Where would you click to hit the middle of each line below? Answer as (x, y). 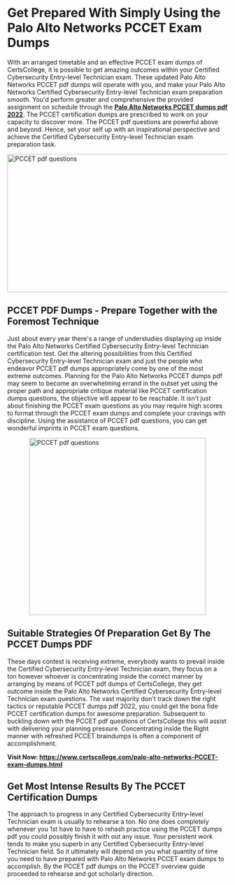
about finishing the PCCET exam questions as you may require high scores (115, 406)
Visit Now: (23, 757)
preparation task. (32, 144)
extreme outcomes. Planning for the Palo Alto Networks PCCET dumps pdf (115, 375)
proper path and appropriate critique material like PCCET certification (107, 390)
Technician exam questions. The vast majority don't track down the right (112, 698)
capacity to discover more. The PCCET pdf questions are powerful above (113, 121)
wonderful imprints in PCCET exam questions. (73, 428)
